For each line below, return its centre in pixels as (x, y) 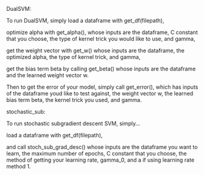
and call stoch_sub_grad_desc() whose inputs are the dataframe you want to (102, 147)
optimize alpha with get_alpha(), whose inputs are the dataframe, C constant (102, 32)
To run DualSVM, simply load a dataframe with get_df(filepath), (85, 20)
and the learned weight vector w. (47, 75)
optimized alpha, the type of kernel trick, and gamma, (73, 57)
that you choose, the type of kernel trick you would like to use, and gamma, (101, 39)
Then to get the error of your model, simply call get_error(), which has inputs (102, 87)
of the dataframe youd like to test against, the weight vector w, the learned (100, 93)
